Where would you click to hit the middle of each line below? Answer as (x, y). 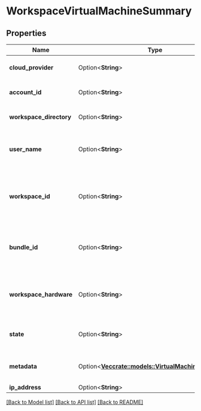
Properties (26, 33)
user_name (25, 149)
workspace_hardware (41, 294)
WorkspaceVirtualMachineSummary (99, 11)
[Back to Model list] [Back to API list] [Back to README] (75, 402)
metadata (23, 366)
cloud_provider (31, 67)
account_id (25, 92)
